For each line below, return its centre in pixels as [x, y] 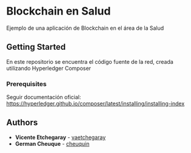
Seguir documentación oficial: [44, 97]
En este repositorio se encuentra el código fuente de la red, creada [90, 61]
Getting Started [36, 47]
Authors [22, 123]
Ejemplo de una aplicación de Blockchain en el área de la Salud [85, 28]
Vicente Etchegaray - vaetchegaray [60, 137]
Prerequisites [26, 84]
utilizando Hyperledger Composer [49, 68]
